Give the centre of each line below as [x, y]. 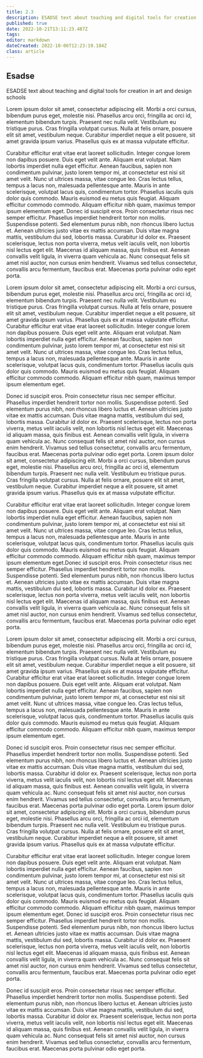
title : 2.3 [20, 12]
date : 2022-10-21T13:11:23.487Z [47, 29]
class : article [25, 52]
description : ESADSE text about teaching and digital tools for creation [101, 18]
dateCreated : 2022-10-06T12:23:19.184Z [57, 46]
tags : [13, 35]
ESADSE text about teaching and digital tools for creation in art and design [99, 90]
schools [16, 97]
